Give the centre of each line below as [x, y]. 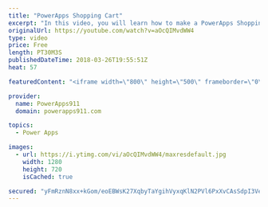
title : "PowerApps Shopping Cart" [66, 16]
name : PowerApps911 [48, 103]
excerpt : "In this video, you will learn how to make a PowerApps [121, 23]
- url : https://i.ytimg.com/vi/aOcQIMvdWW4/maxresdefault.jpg [121, 154]
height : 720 [42, 169]
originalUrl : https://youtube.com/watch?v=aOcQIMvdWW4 [101, 30]
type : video [28, 38]
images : [21, 147]
